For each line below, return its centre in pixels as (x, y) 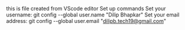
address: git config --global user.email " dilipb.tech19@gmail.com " (86, 21)
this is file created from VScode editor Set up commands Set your (86, 9)
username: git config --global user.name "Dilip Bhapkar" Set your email (93, 15)
